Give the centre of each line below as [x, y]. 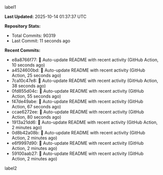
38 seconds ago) [29, 86]
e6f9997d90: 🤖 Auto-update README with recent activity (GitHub [78, 143]
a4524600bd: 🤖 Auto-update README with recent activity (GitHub [78, 70]
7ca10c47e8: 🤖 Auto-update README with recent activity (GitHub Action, [85, 81]
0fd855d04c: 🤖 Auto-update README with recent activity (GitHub [78, 91]
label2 [11, 168]
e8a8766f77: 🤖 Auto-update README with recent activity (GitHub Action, [85, 60]
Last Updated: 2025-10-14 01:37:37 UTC [45, 16]
